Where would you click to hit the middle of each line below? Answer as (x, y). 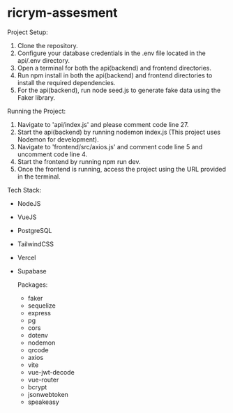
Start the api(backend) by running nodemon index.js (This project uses (119, 132)
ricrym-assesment (62, 13)
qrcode (38, 350)
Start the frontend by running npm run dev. (79, 161)
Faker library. (36, 97)
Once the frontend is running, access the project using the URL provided (122, 169)
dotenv (38, 335)
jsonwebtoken (48, 394)
